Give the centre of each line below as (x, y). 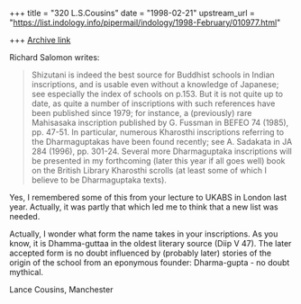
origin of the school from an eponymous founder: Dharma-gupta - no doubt (150, 263)
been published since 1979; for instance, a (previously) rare (141, 113)
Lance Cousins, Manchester (61, 290)
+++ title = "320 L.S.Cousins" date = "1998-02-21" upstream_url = (132, 13)
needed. (25, 216)
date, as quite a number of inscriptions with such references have (153, 103)
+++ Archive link (40, 40)
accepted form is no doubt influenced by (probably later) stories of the (141, 253)
